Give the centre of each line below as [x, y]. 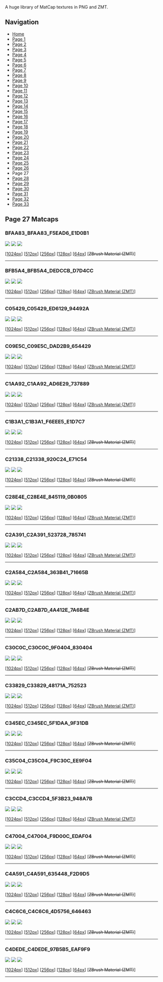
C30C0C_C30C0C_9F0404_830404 [49, 648]
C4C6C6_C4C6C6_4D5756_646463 [48, 912]
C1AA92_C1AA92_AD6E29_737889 [47, 384]
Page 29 [20, 183]
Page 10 [20, 85]
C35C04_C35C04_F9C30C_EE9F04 [49, 761]
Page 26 [20, 168]
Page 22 [20, 147]
